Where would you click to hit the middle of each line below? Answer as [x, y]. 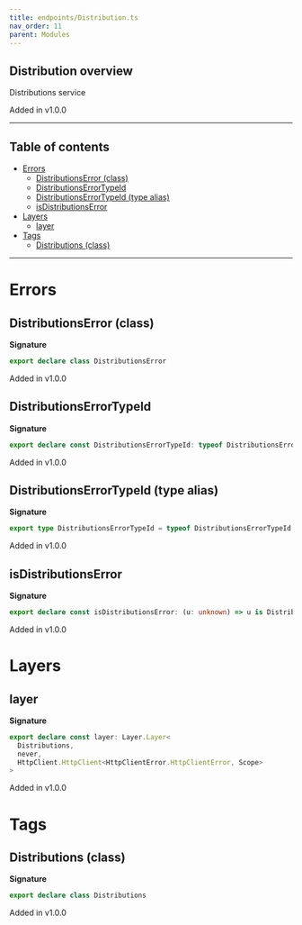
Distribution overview [71, 71]
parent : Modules [40, 34]
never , [30, 754]
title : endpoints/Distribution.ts [74, 18]
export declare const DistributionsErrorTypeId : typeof [116, 445]
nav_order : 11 [36, 26]
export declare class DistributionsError [88, 361]
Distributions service [48, 93]
